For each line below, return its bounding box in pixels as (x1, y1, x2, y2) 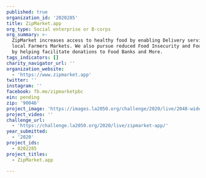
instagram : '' (6, 83, 43, 89)
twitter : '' (6, 77, 37, 83)
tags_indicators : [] (6, 54, 59, 61)
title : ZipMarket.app (6, 20, 62, 26)
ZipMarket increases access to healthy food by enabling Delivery (12, 37, 185, 43)
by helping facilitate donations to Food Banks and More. (12, 49, 164, 55)
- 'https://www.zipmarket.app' (12, 72, 92, 78)
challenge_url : (6, 117, 45, 123)
